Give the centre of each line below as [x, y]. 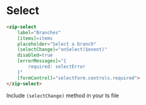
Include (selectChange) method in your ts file [63, 95]
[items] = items [35, 38]
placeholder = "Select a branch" [57, 44]
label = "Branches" [39, 32]
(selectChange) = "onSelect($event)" [62, 49]
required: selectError [57, 67]
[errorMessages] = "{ [42, 61]
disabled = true [35, 56]
